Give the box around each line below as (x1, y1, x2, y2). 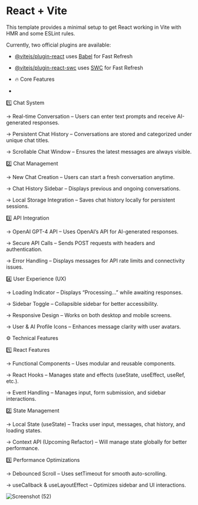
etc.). (6, 377, 19, 384)
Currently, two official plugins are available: (6, 41, 111, 48)
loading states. (6, 427, 42, 434)
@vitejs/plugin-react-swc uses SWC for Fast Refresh (14, 64, 143, 71)
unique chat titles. (6, 137, 50, 144)
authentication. (6, 246, 43, 253)
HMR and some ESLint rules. (6, 29, 75, 37)
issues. (6, 263, 24, 270)
